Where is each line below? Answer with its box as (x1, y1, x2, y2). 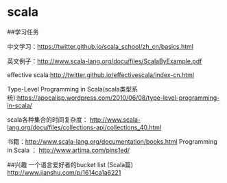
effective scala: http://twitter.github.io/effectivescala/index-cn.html (7, 70, 194, 79)
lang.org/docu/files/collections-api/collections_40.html (7, 123, 162, 131)
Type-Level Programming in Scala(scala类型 (7, 85, 132, 93)
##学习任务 (7, 28, 39, 36)
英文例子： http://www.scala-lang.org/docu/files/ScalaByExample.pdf (7, 56, 202, 65)
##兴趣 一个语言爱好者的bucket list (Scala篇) (7, 160, 134, 169)
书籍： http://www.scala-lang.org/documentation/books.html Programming (7, 137, 217, 145)
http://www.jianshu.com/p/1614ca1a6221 (7, 168, 121, 176)
